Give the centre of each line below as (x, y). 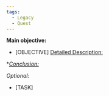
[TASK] (24, 87)
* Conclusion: (23, 64)
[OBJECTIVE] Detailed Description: (59, 52)
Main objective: (26, 41)
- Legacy (23, 18)
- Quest (22, 23)
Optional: (18, 76)
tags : (13, 12)
